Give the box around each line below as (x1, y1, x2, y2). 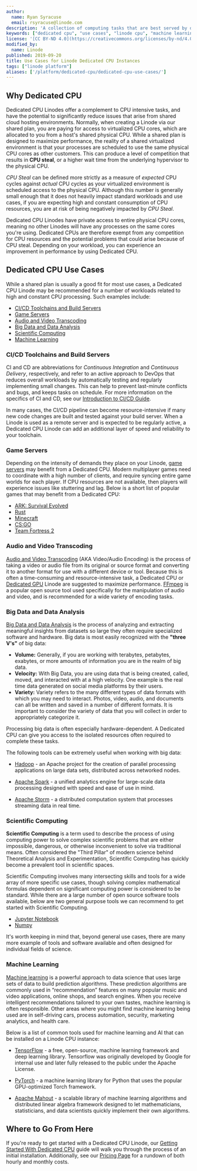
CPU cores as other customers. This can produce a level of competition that (6, 150, 189, 157)
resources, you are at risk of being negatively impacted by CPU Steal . (6, 205, 174, 213)
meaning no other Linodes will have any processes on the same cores (6, 223, 175, 230)
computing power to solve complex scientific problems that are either (6, 837, 174, 844)
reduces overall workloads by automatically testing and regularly (6, 376, 162, 383)
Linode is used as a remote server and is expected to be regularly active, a (6, 419, 186, 426)
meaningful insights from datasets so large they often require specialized (6, 628, 183, 635)
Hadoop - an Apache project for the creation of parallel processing (14, 761, 176, 768)
